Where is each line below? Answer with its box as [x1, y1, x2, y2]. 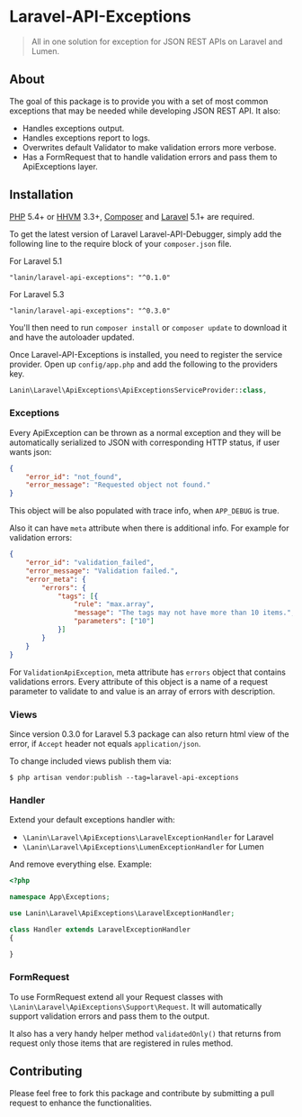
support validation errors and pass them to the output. [9, 1011, 209, 1022]
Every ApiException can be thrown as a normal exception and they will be [9, 427, 281, 438]
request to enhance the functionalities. [9, 1097, 153, 1108]
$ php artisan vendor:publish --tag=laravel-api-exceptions [9, 773, 240, 782]
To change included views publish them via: [9, 755, 173, 767]
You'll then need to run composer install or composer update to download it [9, 322, 288, 332]
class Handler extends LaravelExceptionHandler [9, 925, 191, 934]
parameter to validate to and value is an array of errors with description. [9, 686, 276, 696]
